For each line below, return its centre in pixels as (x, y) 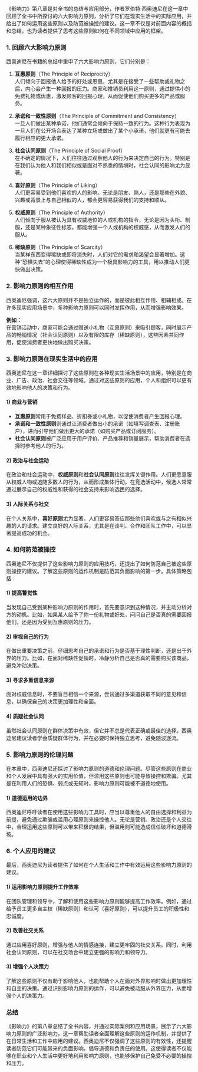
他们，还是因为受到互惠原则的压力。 (50, 622)
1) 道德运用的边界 (27, 798)
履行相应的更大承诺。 (40, 138)
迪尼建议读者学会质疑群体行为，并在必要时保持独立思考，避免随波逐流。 (94, 738)
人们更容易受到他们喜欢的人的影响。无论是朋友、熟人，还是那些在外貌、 (102, 193)
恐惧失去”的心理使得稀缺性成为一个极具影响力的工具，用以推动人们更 (106, 262)
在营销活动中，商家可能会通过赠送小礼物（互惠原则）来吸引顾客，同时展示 (96, 327)
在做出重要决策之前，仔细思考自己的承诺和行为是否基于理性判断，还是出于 (96, 651)
